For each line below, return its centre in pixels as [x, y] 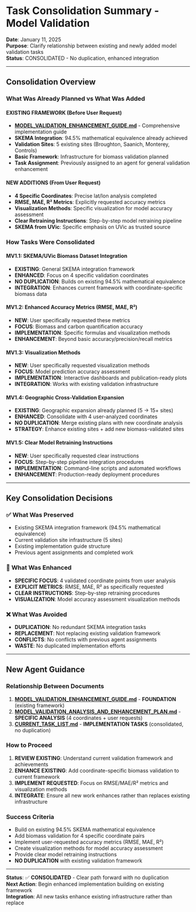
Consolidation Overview [51, 82]
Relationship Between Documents [55, 686]
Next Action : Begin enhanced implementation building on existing [85, 884]
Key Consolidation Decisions [60, 498]
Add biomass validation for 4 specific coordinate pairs [79, 836]
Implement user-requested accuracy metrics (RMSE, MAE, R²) [89, 842]
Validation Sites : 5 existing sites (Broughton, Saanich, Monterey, [92, 144]
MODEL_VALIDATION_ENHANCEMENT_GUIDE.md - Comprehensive [97, 126]
